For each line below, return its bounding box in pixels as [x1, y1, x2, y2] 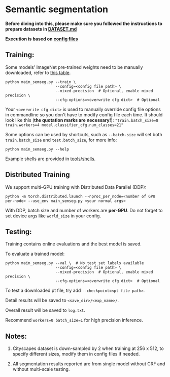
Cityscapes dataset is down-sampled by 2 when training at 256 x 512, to [12, 345, 164, 351]
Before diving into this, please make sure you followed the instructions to [5, 20, 162, 27]
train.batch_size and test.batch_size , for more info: [5, 137, 117, 143]
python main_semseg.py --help [5, 146, 70, 152]
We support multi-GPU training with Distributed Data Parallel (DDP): [5, 184, 147, 190]
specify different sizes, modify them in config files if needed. [12, 351, 140, 357]
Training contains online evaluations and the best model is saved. [5, 241, 142, 247]
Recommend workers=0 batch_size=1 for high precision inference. [5, 317, 143, 323]
